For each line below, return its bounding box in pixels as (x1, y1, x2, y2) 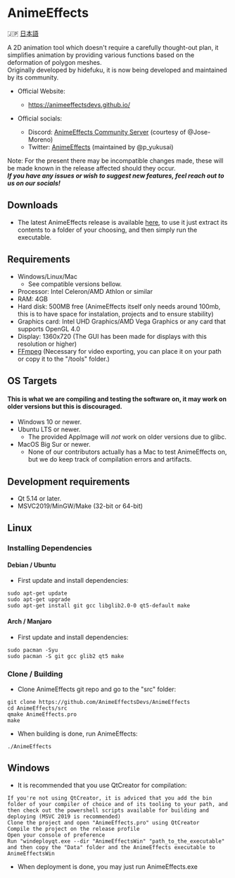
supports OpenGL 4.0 (17, 324, 81, 333)
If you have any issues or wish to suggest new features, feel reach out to (7, 171, 224, 180)
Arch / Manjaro (7, 617, 52, 626)
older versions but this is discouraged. (7, 402, 122, 410)
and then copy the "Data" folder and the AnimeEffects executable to (7, 843, 216, 851)
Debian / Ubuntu (7, 560, 56, 569)
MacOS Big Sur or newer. (17, 440, 91, 449)
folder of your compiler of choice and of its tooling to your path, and (7, 800, 229, 808)
